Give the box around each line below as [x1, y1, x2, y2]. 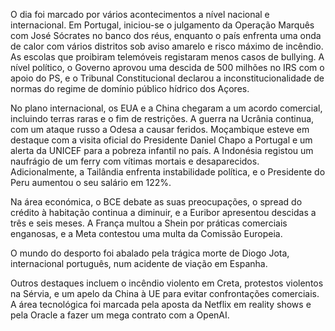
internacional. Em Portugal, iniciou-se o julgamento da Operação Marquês [10, 19, 315, 31]
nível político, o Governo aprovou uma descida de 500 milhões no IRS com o [10, 62, 325, 73]
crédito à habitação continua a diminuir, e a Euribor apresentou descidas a [10, 207, 317, 218]
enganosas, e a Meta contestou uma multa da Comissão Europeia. [10, 228, 283, 239]
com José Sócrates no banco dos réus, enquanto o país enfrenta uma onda [10, 30, 322, 41]
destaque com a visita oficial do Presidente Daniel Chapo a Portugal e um [10, 134, 313, 146]
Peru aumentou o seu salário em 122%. [10, 177, 172, 188]
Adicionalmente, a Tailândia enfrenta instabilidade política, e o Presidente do [10, 166, 326, 178]
